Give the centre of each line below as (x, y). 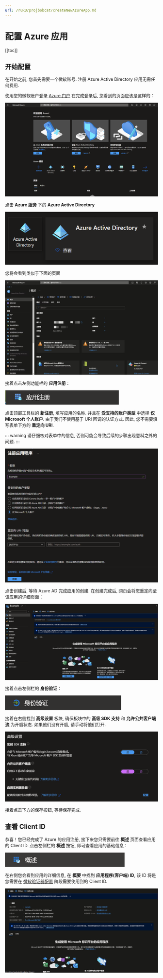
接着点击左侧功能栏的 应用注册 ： (38, 383)
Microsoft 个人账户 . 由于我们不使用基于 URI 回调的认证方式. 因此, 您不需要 (79, 419)
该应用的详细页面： (24, 597)
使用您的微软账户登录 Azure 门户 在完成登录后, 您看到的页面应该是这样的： (80, 96)
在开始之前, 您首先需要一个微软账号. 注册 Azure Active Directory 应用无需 (78, 79)
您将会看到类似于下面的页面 (33, 273)
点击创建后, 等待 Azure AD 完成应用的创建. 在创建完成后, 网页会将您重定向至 (81, 590)
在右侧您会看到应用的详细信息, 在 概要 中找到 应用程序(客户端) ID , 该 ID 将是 (81, 875)
